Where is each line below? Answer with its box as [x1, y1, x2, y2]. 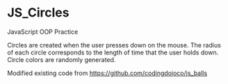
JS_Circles [7, 5, 70, 21]
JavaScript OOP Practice [7, 28, 79, 36]
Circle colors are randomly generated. [7, 55, 116, 63]
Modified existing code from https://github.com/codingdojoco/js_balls [7, 69, 207, 77]
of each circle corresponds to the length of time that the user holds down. [7, 48, 219, 56]
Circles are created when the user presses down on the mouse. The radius [7, 41, 221, 49]
